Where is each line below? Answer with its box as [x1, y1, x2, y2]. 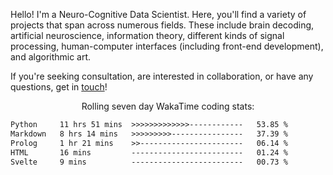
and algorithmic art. [10, 51, 92, 63]
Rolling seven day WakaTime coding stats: [81, 100, 255, 112]
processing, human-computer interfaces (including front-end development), [10, 40, 324, 52]
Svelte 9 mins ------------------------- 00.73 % [10, 157, 288, 167]
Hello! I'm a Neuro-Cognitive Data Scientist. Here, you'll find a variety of [10, 9, 307, 20]
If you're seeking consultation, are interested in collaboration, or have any [10, 70, 314, 82]
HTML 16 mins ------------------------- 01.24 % [10, 147, 288, 158]
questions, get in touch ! [10, 81, 108, 93]
